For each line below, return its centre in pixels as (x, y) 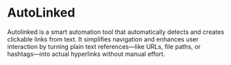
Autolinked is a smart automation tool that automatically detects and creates (116, 32)
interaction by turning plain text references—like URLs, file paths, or (104, 46)
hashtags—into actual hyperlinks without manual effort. (86, 54)
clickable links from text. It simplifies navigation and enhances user (103, 39)
